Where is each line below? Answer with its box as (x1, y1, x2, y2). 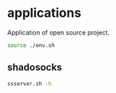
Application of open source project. (7, 28, 110, 37)
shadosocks (7, 61, 63, 73)
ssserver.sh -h (7, 80, 52, 87)
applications (7, 5, 82, 21)
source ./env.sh (7, 42, 55, 49)
